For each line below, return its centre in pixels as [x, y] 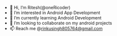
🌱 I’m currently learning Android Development [56, 18]
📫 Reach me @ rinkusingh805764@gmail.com [56, 28]
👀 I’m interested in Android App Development [55, 13]
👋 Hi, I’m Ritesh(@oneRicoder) [40, 8]
